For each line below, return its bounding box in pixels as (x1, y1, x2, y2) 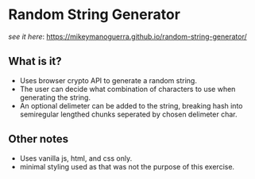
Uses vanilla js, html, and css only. (19, 153, 133, 163)
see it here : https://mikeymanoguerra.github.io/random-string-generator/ (8, 32, 248, 41)
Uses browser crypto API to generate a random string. (19, 75, 197, 85)
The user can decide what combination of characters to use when (19, 84, 236, 93)
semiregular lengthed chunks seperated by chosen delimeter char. (19, 109, 238, 119)
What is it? (8, 55, 62, 68)
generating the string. (19, 93, 91, 102)
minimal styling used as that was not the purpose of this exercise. (19, 162, 235, 171)
